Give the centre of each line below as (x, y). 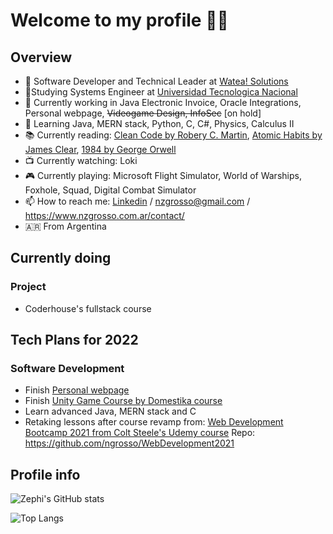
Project (28, 287)
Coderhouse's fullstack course (88, 308)
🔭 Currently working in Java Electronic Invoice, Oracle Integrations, (163, 102)
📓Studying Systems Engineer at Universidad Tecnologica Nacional (161, 92)
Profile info (45, 474)
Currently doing (61, 258)
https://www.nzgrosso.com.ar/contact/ (104, 215)
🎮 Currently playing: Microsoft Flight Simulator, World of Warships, (163, 175)
